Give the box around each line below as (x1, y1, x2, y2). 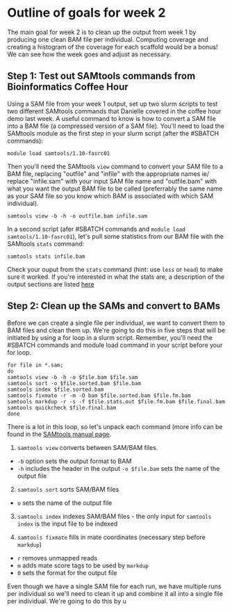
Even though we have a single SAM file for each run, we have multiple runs (7, 582, 222, 590)
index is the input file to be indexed (17, 520, 118, 528)
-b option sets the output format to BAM (17, 457, 132, 465)
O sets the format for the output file (17, 568, 117, 577)
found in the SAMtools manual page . (7, 430, 112, 438)
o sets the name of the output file (17, 499, 113, 507)
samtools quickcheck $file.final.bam (7, 404, 117, 411)
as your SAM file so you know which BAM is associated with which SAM (7, 191, 214, 200)
